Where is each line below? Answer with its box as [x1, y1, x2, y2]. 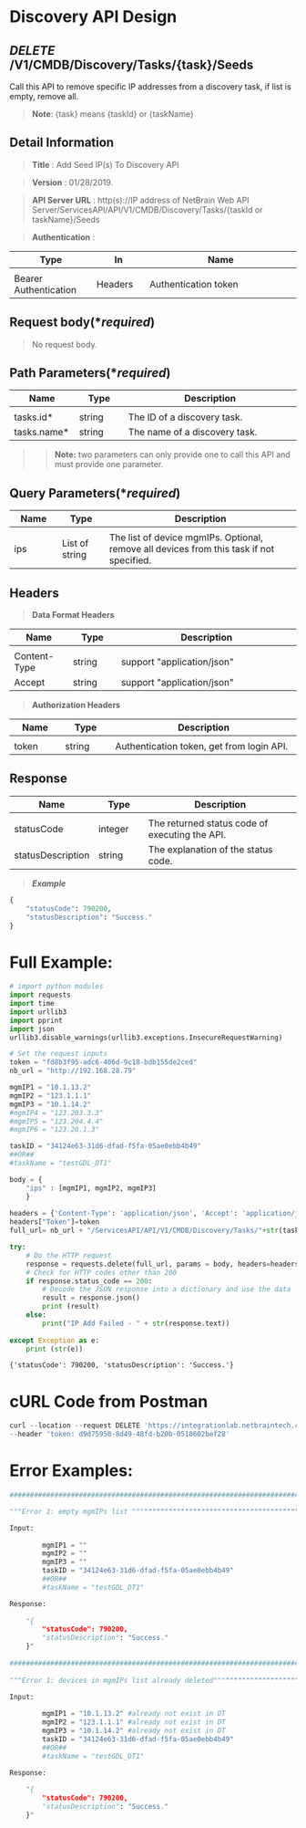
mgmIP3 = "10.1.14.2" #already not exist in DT [42, 1727, 226, 1736]
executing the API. [148, 828, 226, 841]
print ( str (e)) [25, 1344, 84, 1353]
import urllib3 [9, 1007, 67, 1017]
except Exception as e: [9, 1335, 100, 1345]
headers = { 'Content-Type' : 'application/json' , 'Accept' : [9, 1209, 239, 1218]
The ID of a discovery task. [127, 411, 243, 423]
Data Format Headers [31, 610, 115, 621]
